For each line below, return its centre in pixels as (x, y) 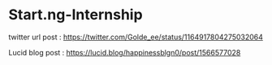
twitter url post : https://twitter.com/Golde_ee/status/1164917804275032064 (136, 37)
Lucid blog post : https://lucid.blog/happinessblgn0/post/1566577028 (125, 52)
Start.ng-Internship (76, 15)
